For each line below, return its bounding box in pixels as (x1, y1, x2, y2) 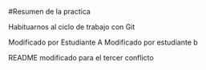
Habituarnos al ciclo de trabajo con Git (8, 22, 135, 31)
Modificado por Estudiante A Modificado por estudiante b (8, 37, 198, 47)
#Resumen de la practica (8, 7, 91, 16)
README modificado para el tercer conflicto (8, 53, 154, 62)
